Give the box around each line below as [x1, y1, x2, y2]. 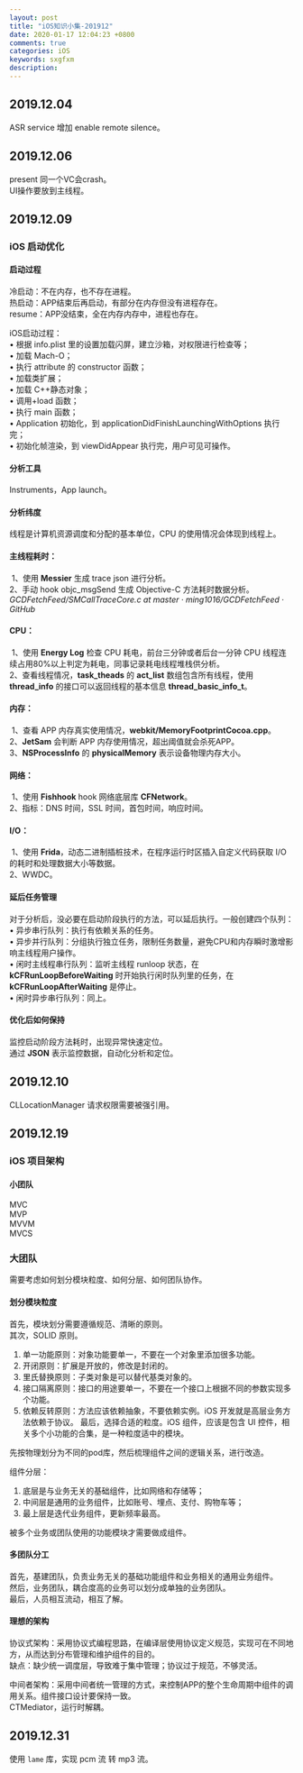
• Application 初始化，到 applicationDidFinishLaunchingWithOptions [9, 418, 262, 429]
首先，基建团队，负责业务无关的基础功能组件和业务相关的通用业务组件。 [9, 1570, 278, 1582]
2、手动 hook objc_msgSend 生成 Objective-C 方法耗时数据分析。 [9, 583, 254, 595]
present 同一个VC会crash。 [9, 173, 112, 185]
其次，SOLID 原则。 [9, 1330, 83, 1340]
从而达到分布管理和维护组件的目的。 [24, 1649, 160, 1659]
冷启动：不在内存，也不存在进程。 [9, 286, 136, 297]
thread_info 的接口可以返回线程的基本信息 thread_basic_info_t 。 [9, 681, 252, 691]
